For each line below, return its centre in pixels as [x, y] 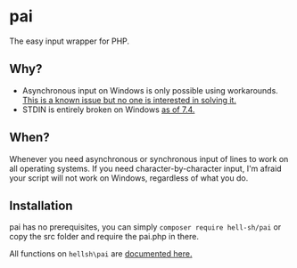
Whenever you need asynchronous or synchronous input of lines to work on [149, 158]
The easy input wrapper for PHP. [70, 41]
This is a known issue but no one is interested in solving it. [129, 100]
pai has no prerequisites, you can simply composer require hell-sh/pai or [145, 227]
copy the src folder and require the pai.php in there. [104, 237]
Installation [41, 205]
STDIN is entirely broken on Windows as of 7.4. [108, 110]
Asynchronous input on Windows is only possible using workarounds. [150, 90]
